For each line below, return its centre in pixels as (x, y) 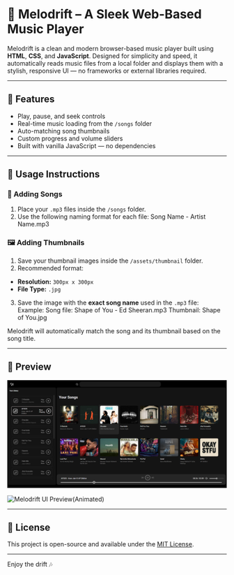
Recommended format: (50, 268)
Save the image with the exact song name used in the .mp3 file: (108, 303)
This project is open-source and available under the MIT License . (101, 544)
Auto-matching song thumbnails (63, 131)
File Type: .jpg (39, 289)
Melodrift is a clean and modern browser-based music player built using (110, 48)
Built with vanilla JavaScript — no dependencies (86, 145)
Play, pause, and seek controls (61, 116)
